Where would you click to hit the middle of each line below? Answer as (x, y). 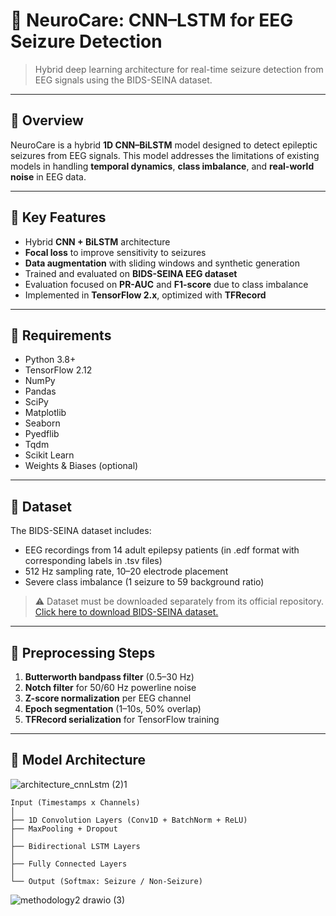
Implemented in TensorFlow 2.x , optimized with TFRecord (145, 295)
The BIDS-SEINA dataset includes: (81, 531)
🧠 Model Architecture (78, 760)
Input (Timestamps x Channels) (75, 802)
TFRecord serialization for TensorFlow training (122, 719)
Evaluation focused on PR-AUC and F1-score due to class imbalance (166, 284)
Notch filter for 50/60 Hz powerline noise (110, 687)
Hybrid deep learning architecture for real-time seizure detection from (179, 69)
